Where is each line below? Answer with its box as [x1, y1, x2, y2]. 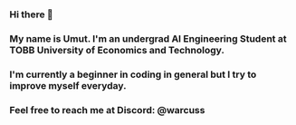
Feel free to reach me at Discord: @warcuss [9, 103, 205, 116]
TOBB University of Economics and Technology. [9, 43, 224, 56]
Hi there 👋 [9, 8, 54, 21]
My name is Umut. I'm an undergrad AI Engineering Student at [9, 32, 287, 44]
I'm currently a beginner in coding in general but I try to [9, 68, 257, 81]
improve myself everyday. [9, 79, 127, 91]
